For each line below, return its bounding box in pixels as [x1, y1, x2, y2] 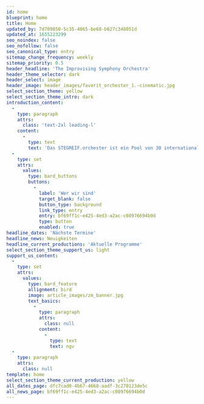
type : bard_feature [28, 281, 78, 287]
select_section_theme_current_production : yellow [6, 377, 135, 383]
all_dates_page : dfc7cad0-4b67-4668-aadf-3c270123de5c [6, 383, 148, 389]
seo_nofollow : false [6, 43, 59, 49]
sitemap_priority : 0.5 [6, 60, 64, 66]
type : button [38, 219, 72, 225]
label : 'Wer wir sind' [38, 190, 97, 196]
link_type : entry [38, 207, 83, 213]
